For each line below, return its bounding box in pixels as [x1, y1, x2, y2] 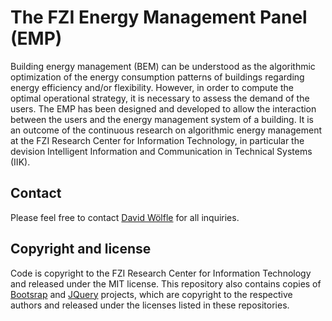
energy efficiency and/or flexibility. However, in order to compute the [10, 81, 294, 93]
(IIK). [10, 156, 31, 168]
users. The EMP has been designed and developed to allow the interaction [10, 102, 317, 115]
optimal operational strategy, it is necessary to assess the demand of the [10, 92, 310, 104]
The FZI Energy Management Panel [10, 6, 308, 29]
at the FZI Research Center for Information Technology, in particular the [10, 134, 305, 146]
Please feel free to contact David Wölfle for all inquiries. [10, 211, 240, 223]
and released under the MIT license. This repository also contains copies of [10, 277, 322, 290]
